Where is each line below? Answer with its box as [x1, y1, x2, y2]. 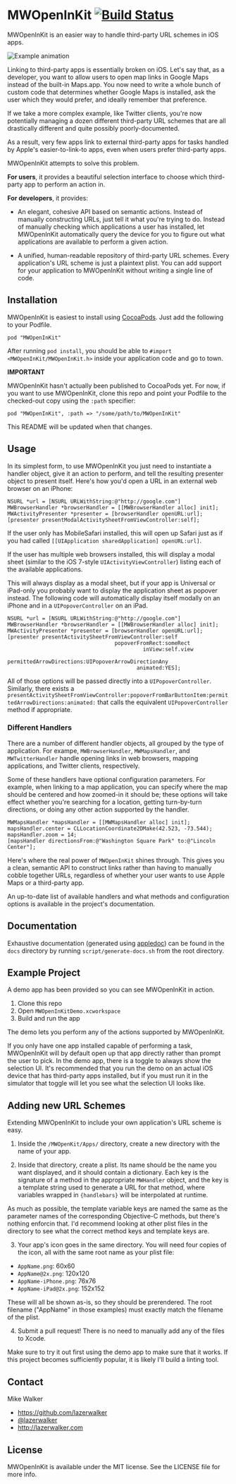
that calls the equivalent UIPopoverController [97, 698, 229, 706]
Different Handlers [7, 723, 73, 732]
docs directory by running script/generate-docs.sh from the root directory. [7, 946, 224, 955]
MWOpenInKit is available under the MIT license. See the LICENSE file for [7, 1462, 221, 1471]
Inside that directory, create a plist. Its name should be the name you [17, 1161, 217, 1169]
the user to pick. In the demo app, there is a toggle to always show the [7, 1057, 211, 1065]
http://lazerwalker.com [17, 1423, 83, 1432]
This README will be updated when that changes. [7, 422, 153, 431]
